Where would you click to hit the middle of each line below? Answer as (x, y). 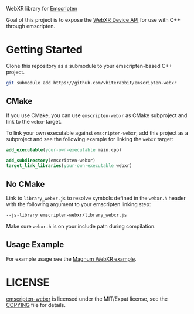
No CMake (25, 184)
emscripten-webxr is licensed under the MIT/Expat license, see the (87, 299)
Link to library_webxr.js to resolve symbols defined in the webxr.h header (96, 198)
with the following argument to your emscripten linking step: (79, 204)
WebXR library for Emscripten (42, 8)
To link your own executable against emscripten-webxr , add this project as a (97, 133)
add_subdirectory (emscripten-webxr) (51, 161)
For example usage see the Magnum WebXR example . (71, 259)
